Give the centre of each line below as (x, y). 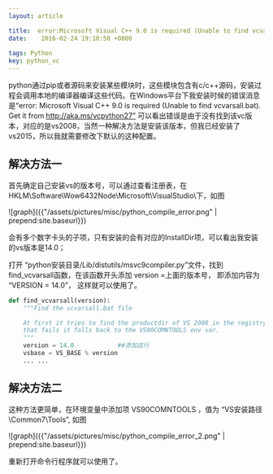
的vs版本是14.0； (37, 247)
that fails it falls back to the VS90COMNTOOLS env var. (121, 331)
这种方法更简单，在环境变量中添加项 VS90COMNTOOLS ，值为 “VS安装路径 (135, 409)
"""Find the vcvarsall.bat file (78, 308)
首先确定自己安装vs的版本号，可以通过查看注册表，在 (98, 185)
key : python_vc (34, 61)
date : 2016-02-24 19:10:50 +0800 (70, 38)
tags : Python (30, 54)
